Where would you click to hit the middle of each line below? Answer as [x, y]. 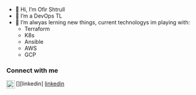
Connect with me [32, 70]
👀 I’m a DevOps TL [39, 16]
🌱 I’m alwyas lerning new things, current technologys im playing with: [103, 22]
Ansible [34, 42]
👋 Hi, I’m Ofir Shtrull [40, 9]
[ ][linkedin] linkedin [40, 84]
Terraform [37, 29]
